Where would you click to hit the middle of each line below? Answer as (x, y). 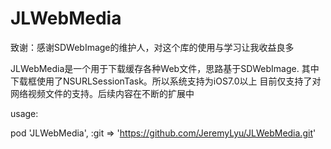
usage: (24, 113)
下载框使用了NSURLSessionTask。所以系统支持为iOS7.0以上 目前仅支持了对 (166, 81)
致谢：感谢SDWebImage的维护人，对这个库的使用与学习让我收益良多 (152, 47)
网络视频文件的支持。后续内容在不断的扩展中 (102, 93)
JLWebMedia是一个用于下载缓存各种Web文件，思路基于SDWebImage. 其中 (165, 68)
